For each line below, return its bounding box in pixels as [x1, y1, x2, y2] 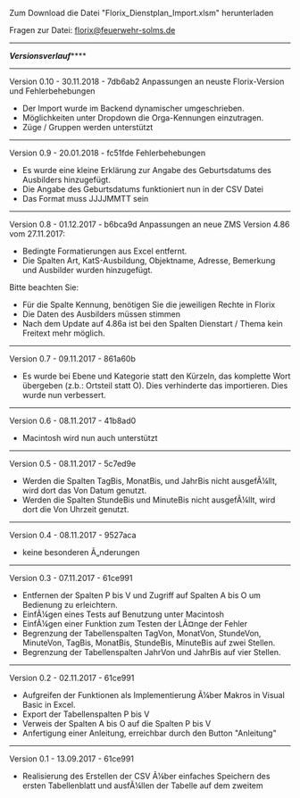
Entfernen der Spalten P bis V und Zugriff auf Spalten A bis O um [21, 590, 262, 601]
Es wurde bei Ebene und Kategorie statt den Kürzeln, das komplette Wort [21, 370, 291, 381]
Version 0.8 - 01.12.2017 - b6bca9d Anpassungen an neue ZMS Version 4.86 [9, 219, 290, 229]
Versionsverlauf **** [9, 51, 87, 61]
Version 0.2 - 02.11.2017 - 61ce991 [9, 673, 135, 683]
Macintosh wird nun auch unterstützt [21, 433, 158, 443]
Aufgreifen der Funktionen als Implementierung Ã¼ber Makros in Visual [21, 690, 286, 700]
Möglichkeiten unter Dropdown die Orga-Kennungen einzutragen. [21, 112, 264, 123]
